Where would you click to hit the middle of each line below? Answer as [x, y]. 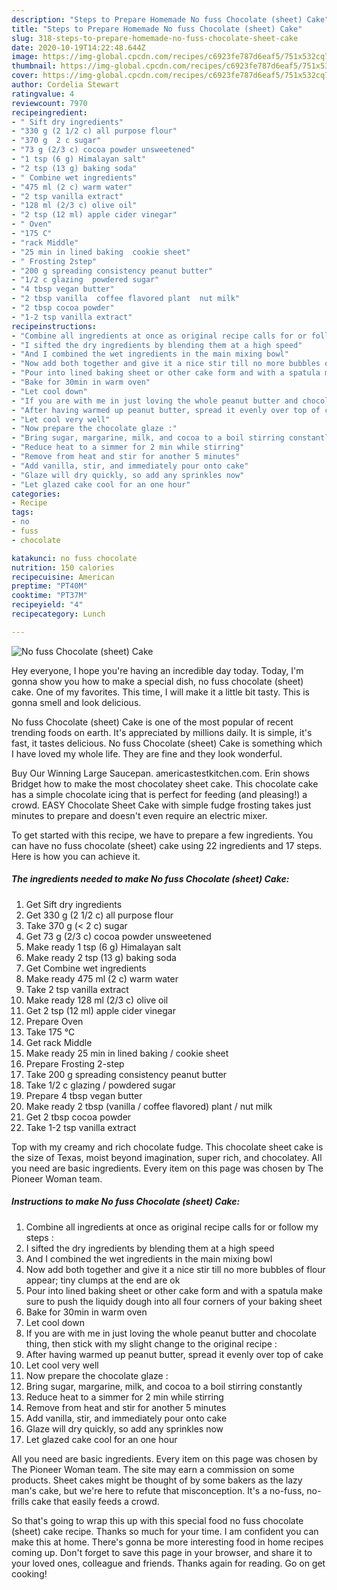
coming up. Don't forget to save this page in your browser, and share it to [162, 1552]
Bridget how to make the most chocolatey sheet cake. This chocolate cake [165, 783]
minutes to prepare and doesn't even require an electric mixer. [139, 815]
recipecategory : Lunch [58, 614]
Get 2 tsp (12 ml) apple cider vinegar [100, 1010]
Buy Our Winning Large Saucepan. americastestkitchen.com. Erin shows [160, 773]
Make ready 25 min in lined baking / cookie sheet [127, 1053]
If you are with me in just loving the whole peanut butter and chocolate [171, 1333]
